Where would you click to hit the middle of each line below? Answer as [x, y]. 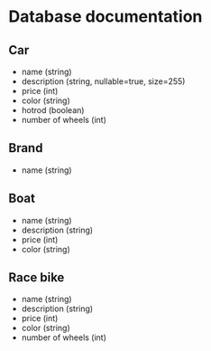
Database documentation [105, 17]
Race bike [37, 278]
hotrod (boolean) [53, 110]
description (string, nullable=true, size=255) [103, 81]
